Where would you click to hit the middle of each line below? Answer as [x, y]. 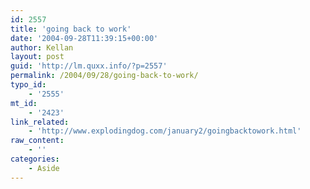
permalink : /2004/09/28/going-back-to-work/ [104, 76]
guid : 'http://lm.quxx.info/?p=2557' [89, 66]
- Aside [44, 168]
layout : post [37, 57]
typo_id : [28, 85]
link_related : [40, 122]
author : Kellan [42, 47]
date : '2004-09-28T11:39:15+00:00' [84, 38]
